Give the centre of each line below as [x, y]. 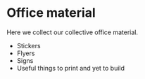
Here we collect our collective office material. [72, 32]
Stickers [29, 45]
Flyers [26, 53]
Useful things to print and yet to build [70, 68]
